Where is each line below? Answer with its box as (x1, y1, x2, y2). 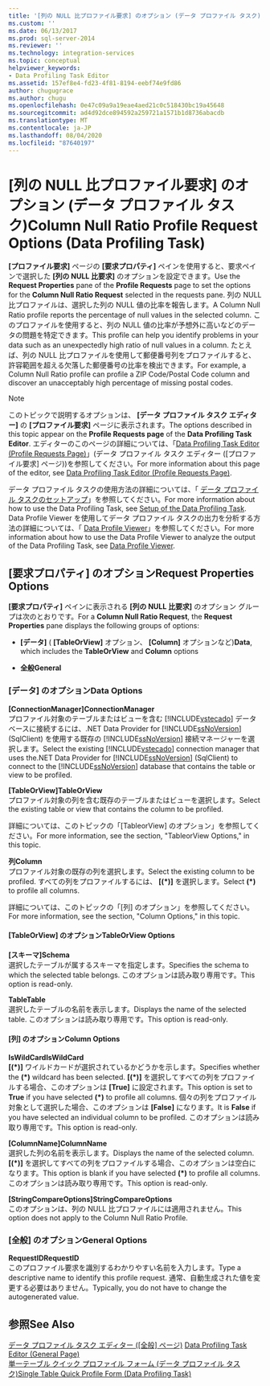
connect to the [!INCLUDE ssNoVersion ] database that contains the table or (8, 761, 256, 771)
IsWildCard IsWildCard (8, 1052, 84, 1062)
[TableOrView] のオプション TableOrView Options (8, 931, 175, 940)
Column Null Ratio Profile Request (27, 216, 259, 234)
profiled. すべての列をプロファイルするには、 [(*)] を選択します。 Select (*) (8, 876, 256, 886)
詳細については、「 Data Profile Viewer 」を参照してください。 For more (22, 524, 255, 533)
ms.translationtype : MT (8, 117, 88, 125)
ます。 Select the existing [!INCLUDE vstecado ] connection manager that (22, 743, 260, 753)
